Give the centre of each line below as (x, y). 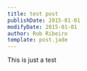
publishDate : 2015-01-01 (44, 20)
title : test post (33, 14)
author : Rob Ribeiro (38, 33)
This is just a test (32, 60)
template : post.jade (38, 40)
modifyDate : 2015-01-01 (42, 27)
